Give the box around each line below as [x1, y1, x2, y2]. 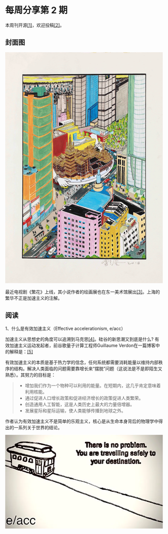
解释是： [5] [9, 348, 33, 354]
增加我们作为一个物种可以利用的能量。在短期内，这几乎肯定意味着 [24, 382, 161, 389]
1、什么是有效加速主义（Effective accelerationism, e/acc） [5, 325, 126, 331]
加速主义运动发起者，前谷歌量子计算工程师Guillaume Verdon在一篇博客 [9, 342, 156, 348]
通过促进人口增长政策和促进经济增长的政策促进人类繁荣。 [24, 395, 143, 401]
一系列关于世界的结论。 [13, 424, 62, 430]
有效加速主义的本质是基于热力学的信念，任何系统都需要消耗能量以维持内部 [5, 359, 158, 365]
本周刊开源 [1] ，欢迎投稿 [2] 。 [5, 22, 64, 28]
